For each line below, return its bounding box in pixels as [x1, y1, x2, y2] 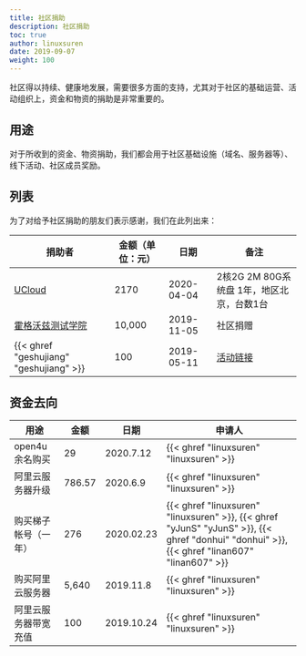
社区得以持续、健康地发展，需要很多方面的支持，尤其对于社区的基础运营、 [9, 82, 289, 92]
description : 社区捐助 [9, 22, 90, 31]
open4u [14, 440, 48, 453]
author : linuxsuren [9, 38, 84, 48]
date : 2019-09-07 [9, 47, 76, 56]
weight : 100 [9, 56, 55, 65]
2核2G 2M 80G [216, 270, 282, 282]
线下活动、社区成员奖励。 [9, 159, 106, 170]
